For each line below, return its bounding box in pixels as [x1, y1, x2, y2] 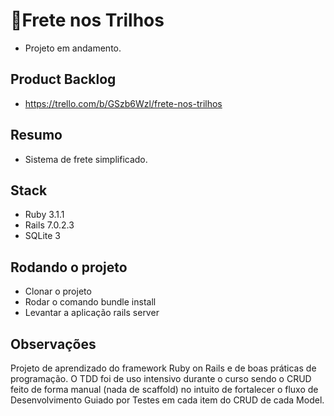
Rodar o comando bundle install [24, 296, 157, 308]
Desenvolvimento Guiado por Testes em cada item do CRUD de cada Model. [10, 394, 325, 406]
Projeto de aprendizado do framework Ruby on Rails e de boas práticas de [10, 362, 317, 374]
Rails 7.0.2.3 [24, 219, 75, 231]
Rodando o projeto [10, 259, 128, 276]
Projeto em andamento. [24, 42, 122, 54]
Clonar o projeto [24, 285, 92, 298]
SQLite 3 [24, 230, 61, 242]
